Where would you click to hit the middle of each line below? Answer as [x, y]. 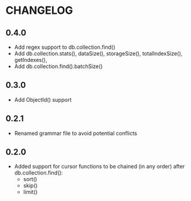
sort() [30, 179]
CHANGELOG [39, 11]
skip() [30, 186]
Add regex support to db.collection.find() [65, 47]
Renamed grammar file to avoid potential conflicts [75, 133]
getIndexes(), [31, 60]
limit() [30, 192]
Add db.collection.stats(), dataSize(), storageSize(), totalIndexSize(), [98, 54]
